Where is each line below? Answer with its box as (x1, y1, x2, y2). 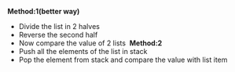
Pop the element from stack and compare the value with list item (18, 55, 228, 64)
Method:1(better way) (7, 7, 80, 16)
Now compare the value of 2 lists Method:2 (18, 38, 163, 48)
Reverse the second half (18, 31, 98, 39)
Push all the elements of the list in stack (18, 47, 148, 56)
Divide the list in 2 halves (18, 22, 100, 31)
